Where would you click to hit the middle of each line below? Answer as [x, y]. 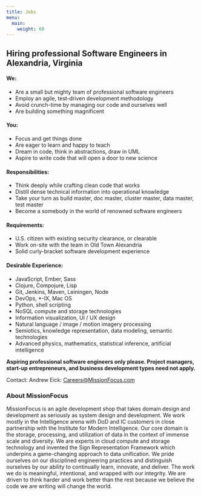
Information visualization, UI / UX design [65, 318]
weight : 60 [31, 29]
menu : [13, 18]
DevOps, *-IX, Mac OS [44, 298]
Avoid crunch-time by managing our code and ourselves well [91, 104]
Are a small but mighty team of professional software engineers [94, 92]
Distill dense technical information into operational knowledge [92, 192]
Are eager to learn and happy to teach [62, 145]
